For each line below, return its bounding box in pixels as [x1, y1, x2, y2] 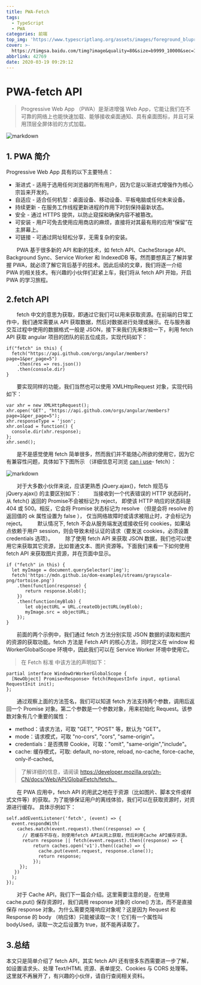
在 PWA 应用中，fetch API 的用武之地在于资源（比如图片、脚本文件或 [17, 789, 187, 796]
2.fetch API [6, 294, 49, 304]
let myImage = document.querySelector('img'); [11, 567, 130, 573]
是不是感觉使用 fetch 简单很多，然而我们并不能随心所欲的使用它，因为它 [17, 451, 195, 458]
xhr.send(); [6, 439, 36, 445]
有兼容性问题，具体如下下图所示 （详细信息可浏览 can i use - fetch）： [6, 458, 176, 465]
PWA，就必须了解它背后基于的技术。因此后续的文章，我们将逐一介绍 [13, 262, 182, 269]
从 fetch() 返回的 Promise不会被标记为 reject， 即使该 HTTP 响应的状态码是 [6, 498, 191, 505]
